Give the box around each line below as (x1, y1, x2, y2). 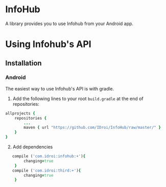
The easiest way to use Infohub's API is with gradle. (5, 85, 114, 91)
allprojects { (5, 111, 36, 116)
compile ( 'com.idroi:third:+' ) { (12, 168, 81, 173)
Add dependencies (12, 144, 53, 150)
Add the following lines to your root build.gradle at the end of (12, 96, 144, 102)
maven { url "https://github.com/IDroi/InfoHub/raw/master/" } (23, 125, 161, 130)
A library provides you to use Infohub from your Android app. (5, 20, 134, 27)
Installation (5, 59, 42, 67)
